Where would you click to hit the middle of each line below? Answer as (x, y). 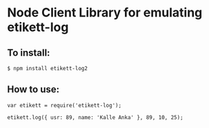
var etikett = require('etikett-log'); (64, 105)
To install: (29, 53)
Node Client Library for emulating (105, 13)
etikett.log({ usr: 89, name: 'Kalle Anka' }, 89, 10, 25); (96, 117)
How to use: (33, 90)
